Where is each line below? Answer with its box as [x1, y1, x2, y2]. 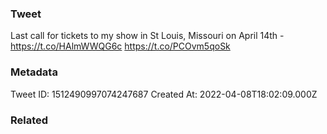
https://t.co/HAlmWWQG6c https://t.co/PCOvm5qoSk [10, 40, 231, 52]
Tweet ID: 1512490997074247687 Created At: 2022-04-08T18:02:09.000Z [10, 88, 318, 100]
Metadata [10, 65, 58, 79]
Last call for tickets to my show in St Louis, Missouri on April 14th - [10, 30, 285, 42]
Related [10, 113, 49, 127]
